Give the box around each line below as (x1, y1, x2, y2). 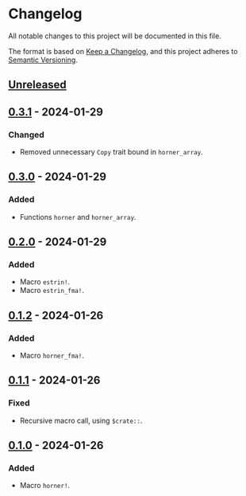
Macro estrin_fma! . (19, 286, 85, 295)
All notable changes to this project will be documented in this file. (8, 31, 222, 41)
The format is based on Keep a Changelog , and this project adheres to (8, 46, 238, 56)
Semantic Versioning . (8, 55, 78, 64)
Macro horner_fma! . (19, 351, 85, 361)
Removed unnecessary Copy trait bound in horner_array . (19, 147, 204, 157)
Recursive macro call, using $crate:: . (19, 416, 143, 425)
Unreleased (8, 78, 67, 92)
